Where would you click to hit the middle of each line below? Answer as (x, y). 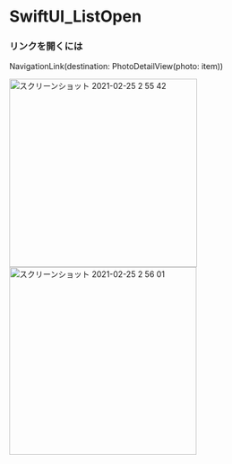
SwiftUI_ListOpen (75, 17)
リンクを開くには (46, 47)
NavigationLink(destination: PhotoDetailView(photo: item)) (116, 67)
